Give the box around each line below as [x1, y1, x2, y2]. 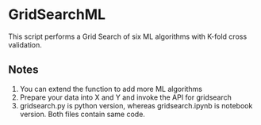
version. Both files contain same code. [19, 109, 145, 119]
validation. [8, 40, 42, 49]
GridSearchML [8, 6, 106, 24]
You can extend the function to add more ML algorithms [19, 84, 203, 93]
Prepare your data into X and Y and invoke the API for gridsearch [19, 93, 232, 102]
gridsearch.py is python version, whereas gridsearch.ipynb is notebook [19, 100, 253, 110]
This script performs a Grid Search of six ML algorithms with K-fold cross [8, 32, 248, 41]
